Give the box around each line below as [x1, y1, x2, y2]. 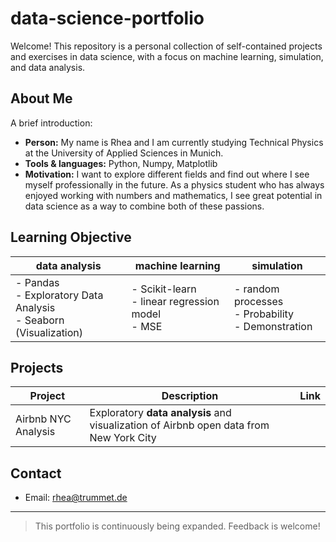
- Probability [233, 307, 295, 321]
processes [233, 294, 284, 308]
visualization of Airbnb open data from [89, 418, 270, 432]
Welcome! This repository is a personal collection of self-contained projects [10, 40, 323, 52]
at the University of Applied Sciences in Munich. [24, 147, 224, 159]
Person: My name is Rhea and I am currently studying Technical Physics [24, 136, 324, 148]
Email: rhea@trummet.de [24, 492, 128, 504]
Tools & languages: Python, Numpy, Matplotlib [24, 157, 218, 169]
